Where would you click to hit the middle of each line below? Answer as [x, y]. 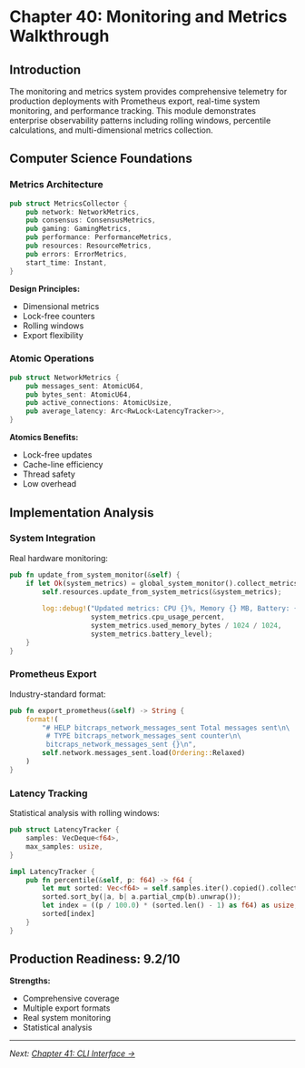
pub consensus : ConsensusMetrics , [91, 220]
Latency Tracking [49, 793]
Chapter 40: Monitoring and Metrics [148, 17]
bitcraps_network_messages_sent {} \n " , [121, 745]
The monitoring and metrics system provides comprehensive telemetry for [148, 91]
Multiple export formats [66, 1008]
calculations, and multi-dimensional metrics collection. [111, 130]
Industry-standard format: [58, 694]
